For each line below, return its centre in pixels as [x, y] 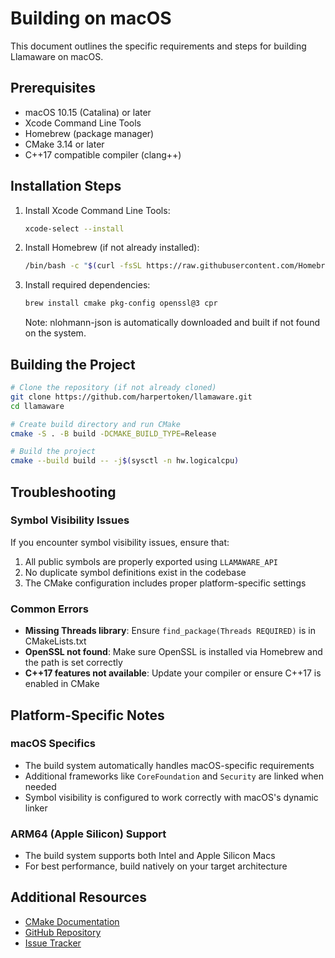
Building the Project [73, 364]
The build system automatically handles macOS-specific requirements [169, 765]
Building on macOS [91, 18]
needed [40, 786]
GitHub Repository [63, 932]
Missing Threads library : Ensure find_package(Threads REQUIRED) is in [170, 631]
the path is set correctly [73, 663]
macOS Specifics [53, 744]
